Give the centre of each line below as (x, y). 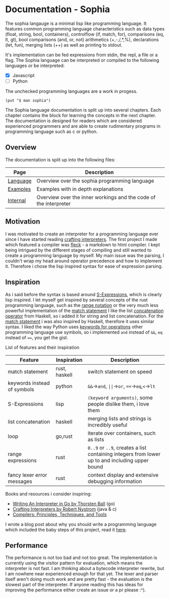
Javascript (24, 75)
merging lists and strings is (120, 418)
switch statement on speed (120, 371)
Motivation (23, 222)
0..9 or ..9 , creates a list (117, 447)
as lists (96, 439)
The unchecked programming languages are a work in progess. (71, 91)
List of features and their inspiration (42, 347)
